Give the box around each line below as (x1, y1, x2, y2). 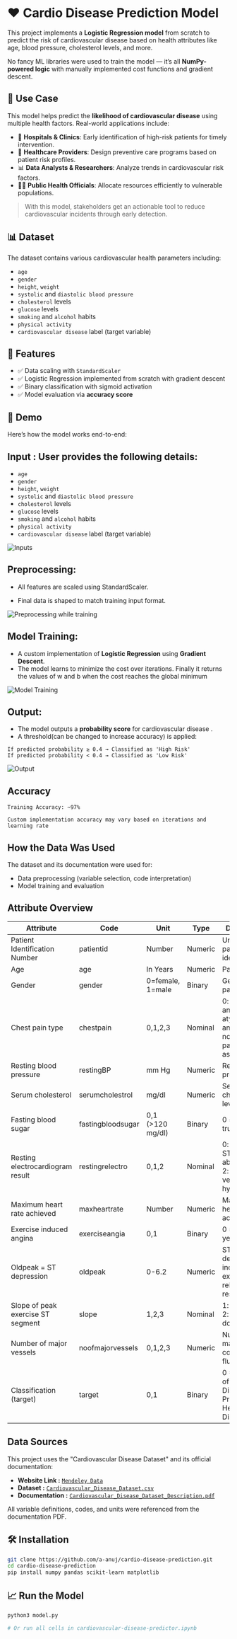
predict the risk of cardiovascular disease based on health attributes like (7, 35, 217, 44)
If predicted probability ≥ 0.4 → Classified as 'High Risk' (7, 746, 191, 753)
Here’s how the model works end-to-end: (7, 430, 127, 439)
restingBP (78, 1065, 111, 1075)
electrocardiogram (11, 1161, 73, 1171)
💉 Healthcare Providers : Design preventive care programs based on (17, 147, 217, 156)
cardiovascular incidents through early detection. (24, 209, 168, 218)
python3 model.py (7, 1611, 59, 1618)
